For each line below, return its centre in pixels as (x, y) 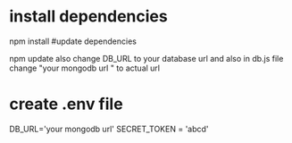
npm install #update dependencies (73, 41)
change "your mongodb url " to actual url (85, 68)
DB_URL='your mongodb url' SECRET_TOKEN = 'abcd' (109, 129)
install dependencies (88, 17)
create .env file (66, 104)
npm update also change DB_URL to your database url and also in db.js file (146, 58)
